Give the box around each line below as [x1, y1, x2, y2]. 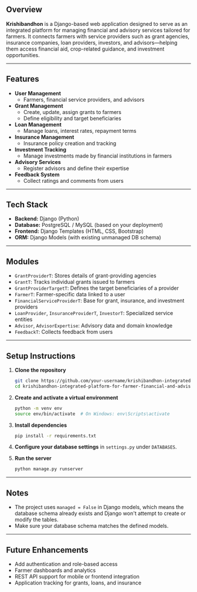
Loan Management [14, 121, 62, 128]
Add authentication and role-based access [14, 560, 118, 567]
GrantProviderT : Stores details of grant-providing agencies [14, 272, 157, 279]
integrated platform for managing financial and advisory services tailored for [6, 26, 191, 34]
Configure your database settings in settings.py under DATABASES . [14, 443, 177, 450]
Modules [6, 256, 39, 266]
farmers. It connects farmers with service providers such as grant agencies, [6, 32, 189, 40]
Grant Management [14, 102, 63, 109]
